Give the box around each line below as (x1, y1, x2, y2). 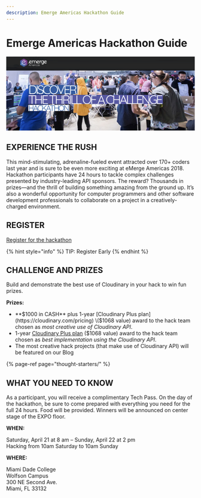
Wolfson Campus (6, 472, 49, 479)
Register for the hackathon (6, 236, 72, 243)
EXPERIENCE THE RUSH (6, 142, 98, 152)
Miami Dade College (6, 466, 56, 473)
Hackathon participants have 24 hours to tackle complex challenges (6, 171, 174, 178)
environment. (28, 203, 61, 210)
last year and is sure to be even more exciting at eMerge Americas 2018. (6, 164, 184, 172)
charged (6, 203, 27, 210)
